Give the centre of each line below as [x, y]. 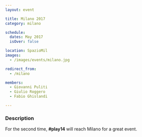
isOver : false [24, 42]
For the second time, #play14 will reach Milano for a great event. [71, 129]
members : [14, 83]
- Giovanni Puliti [29, 87]
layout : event [20, 10]
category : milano [23, 23]
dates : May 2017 [26, 37]
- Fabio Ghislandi [29, 97]
